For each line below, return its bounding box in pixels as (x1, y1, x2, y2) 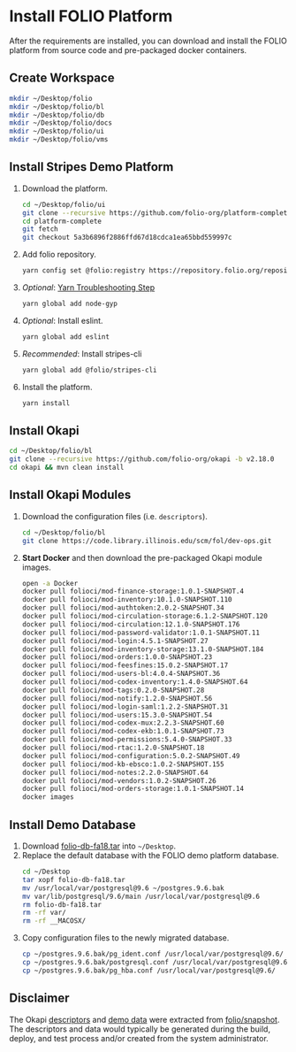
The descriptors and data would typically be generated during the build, (9, 1024, 271, 1034)
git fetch (21, 225, 59, 234)
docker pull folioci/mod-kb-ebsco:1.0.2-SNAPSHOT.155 (21, 759, 224, 769)
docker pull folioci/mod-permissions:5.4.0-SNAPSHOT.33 (21, 735, 232, 744)
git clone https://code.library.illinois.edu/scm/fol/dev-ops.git (21, 536, 272, 545)
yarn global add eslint (21, 332, 110, 342)
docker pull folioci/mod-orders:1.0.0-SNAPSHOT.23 (21, 653, 213, 662)
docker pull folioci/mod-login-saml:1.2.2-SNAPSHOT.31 (21, 702, 229, 711)
